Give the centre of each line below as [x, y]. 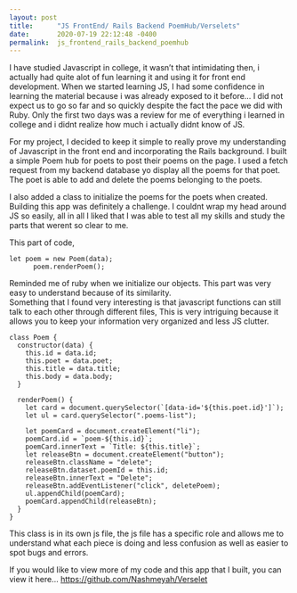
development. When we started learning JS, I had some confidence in [137, 86]
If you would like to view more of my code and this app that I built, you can [145, 570]
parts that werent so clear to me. [69, 226]
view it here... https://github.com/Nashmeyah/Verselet [108, 580]
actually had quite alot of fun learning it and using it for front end [128, 78]
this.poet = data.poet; [69, 361]
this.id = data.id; [61, 353]
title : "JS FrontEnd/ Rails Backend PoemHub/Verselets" [125, 26]
